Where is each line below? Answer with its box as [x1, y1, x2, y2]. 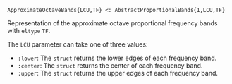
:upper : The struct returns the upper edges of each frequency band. [17, 69, 219, 77]
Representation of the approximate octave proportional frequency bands [7, 19, 218, 28]
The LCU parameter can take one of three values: [7, 40, 148, 49]
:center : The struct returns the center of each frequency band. [17, 61, 203, 70]
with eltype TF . [7, 27, 51, 35]
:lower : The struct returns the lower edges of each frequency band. [17, 54, 217, 62]
